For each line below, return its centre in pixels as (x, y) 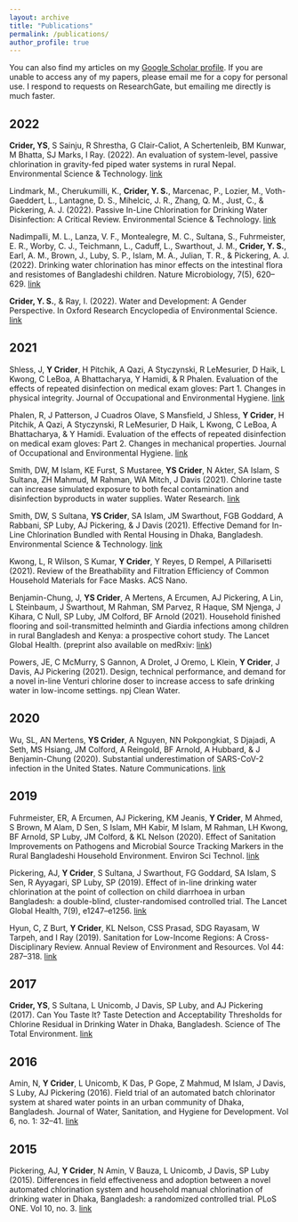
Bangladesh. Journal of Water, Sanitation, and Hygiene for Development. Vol (149, 1112)
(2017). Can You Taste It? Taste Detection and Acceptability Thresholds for (146, 1015)
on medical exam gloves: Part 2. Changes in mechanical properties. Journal (148, 443)
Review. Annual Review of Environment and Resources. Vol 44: (169, 947)
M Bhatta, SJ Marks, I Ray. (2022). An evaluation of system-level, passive (144, 155)
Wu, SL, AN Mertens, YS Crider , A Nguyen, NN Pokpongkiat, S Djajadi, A (142, 740)
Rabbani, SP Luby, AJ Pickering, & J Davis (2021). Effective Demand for (140, 525)
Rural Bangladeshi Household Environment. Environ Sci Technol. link (134, 855)
